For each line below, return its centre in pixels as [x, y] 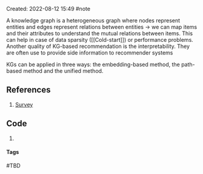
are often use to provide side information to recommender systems [90, 53]
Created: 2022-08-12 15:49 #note [48, 9]
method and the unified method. [63, 71]
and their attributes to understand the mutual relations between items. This [99, 33]
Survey [24, 104]
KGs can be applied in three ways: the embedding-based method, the [93, 64]
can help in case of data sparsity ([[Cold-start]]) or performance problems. [100, 40]
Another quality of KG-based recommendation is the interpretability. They [98, 46]
